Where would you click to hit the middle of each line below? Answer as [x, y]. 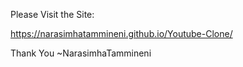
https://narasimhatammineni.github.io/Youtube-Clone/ [121, 33]
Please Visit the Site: [52, 14]
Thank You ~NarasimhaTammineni [81, 53]
